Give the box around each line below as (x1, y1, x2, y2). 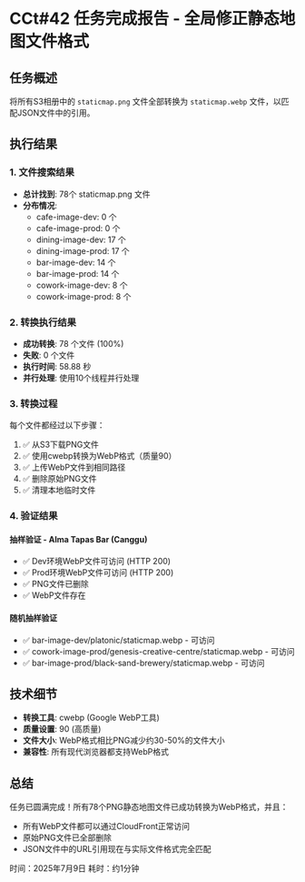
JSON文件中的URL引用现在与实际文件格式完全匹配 (22, 844, 212, 855)
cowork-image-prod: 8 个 (35, 290, 132, 301)
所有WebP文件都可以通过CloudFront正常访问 (22, 821, 191, 832)
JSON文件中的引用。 (16, 107, 95, 118)
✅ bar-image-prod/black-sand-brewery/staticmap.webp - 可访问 (22, 657, 265, 668)
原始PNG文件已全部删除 (22, 832, 112, 843)
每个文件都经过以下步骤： (9, 420, 105, 431)
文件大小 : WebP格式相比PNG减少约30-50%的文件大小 (22, 735, 225, 746)
